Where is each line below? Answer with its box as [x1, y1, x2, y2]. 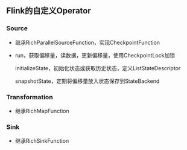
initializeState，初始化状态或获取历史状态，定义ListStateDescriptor [14, 64, 181, 71]
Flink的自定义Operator [6, 5, 92, 16]
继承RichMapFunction [14, 107, 69, 114]
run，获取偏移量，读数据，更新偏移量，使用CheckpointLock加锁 [14, 51, 176, 59]
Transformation [6, 93, 53, 101]
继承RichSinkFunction [14, 137, 69, 145]
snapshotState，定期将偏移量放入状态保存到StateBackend [14, 77, 160, 85]
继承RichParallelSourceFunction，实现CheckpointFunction [14, 39, 160, 46]
